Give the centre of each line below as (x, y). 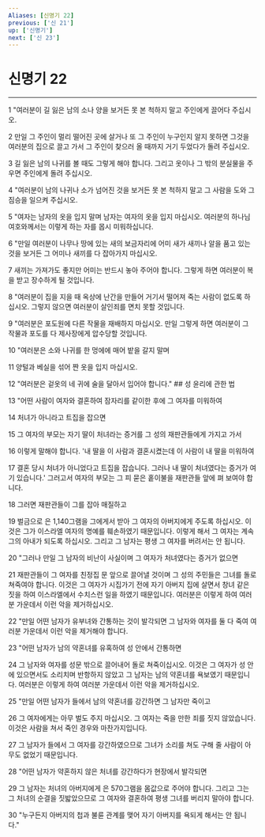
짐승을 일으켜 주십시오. (43, 200)
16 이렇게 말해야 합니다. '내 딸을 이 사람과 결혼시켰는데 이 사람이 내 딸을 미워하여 (131, 451)
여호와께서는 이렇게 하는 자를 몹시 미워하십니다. (81, 227)
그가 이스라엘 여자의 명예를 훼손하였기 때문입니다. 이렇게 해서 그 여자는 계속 (138, 532)
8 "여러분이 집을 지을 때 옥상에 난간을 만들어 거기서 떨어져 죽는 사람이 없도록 (125, 297)
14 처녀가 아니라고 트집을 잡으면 (57, 418)
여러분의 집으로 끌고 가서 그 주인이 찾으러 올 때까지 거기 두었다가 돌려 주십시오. (129, 146)
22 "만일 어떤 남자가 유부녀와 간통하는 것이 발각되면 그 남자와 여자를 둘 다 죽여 (128, 621)
